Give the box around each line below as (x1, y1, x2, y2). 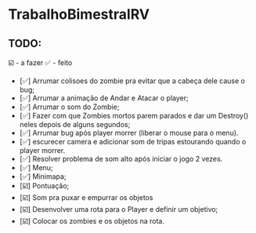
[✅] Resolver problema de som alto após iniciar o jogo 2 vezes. (19, 155, 223, 163)
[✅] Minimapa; (19, 172, 67, 181)
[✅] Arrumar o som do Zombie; (19, 102, 120, 111)
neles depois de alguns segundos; (19, 120, 131, 129)
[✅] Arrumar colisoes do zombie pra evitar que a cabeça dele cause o (19, 76, 245, 86)
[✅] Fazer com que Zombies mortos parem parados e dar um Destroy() (19, 111, 249, 120)
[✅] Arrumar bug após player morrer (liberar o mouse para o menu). (19, 128, 239, 137)
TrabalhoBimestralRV (8, 5, 150, 24)
